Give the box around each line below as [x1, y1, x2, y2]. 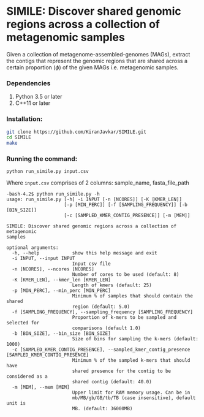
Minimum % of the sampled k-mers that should [72, 358, 191, 364]
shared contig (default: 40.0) [72, 379, 152, 385]
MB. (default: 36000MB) [72, 406, 133, 412]
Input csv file [72, 261, 111, 267]
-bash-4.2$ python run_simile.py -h [6, 191, 100, 197]
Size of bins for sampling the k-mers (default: [72, 336, 199, 342]
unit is [6, 400, 26, 407]
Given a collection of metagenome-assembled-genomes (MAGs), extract [6, 50, 191, 58]
